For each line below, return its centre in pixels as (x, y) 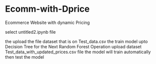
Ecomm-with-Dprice (48, 9)
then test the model (25, 57)
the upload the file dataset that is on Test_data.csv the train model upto (77, 41)
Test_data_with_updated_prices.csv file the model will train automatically (78, 52)
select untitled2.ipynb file (30, 32)
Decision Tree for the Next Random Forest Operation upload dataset (73, 46)
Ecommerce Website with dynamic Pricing (48, 22)
